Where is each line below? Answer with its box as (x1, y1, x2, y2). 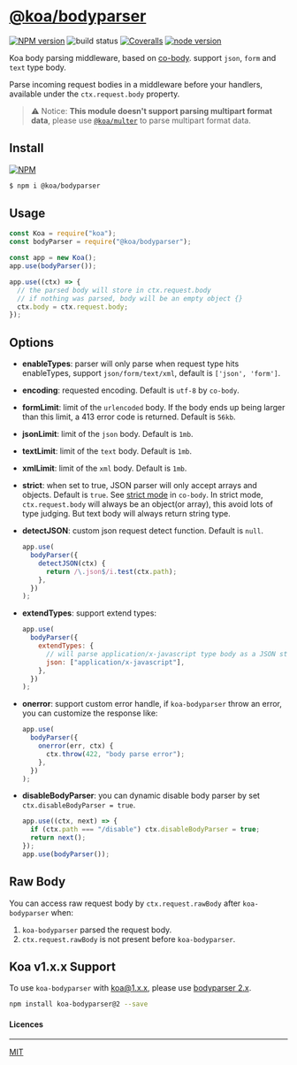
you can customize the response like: (21, 708, 158, 718)
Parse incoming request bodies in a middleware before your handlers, (9, 79, 263, 89)
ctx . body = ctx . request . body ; (17, 303, 128, 311)
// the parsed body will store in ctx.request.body (17, 286, 212, 295)
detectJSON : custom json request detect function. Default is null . (21, 525, 263, 536)
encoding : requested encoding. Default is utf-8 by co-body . (21, 385, 240, 395)
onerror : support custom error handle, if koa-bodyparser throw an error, (21, 699, 283, 709)
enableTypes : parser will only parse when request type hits (21, 358, 240, 369)
